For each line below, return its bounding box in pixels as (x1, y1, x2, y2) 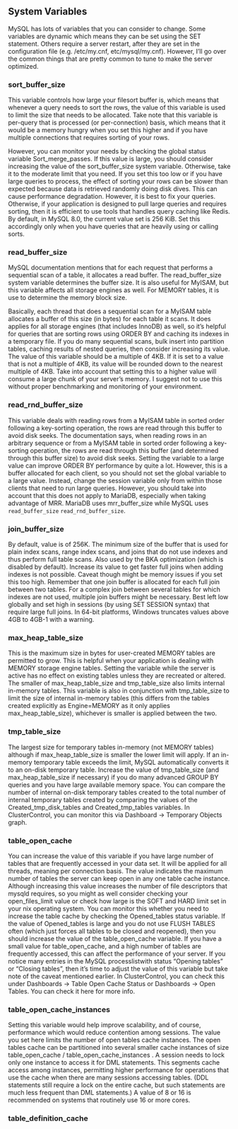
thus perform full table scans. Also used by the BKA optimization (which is (8, 555, 224, 563)
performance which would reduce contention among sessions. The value (8, 1029, 221, 1037)
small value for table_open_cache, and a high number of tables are (8, 942, 202, 950)
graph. (8, 818, 28, 826)
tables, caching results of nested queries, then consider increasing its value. (8, 345, 230, 353)
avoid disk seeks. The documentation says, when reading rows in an (8, 431, 207, 439)
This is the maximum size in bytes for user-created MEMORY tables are (8, 649, 216, 657)
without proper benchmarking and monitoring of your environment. (8, 382, 203, 391)
